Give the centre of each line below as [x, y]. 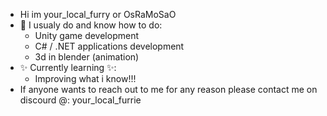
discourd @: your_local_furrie [80, 100]
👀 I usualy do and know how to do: [91, 25]
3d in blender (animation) [87, 57]
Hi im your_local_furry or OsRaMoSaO [98, 14]
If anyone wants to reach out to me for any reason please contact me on [168, 89]
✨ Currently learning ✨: [68, 67]
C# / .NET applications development [109, 46]
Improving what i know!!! [85, 78]
